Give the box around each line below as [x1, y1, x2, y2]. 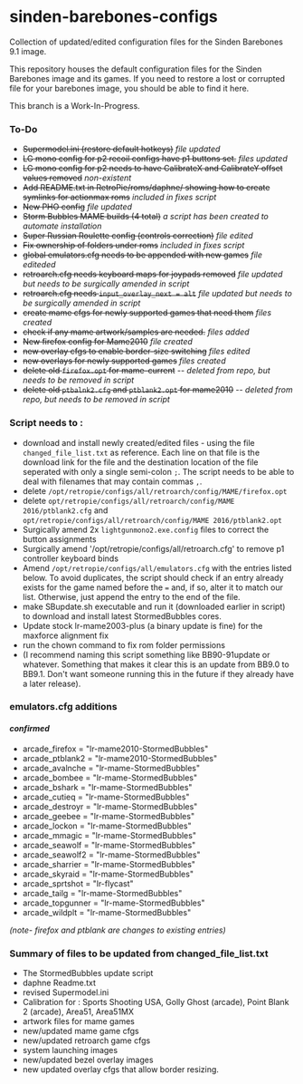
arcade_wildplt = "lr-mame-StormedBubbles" [22, 906, 192, 917]
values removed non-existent [22, 172, 132, 183]
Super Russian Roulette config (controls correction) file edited [22, 230, 253, 241]
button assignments [22, 533, 97, 545]
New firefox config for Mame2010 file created [22, 336, 193, 347]
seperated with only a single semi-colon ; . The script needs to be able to [22, 466, 295, 477]
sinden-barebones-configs [9, 6, 219, 27]
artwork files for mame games [22, 1015, 136, 1026]
